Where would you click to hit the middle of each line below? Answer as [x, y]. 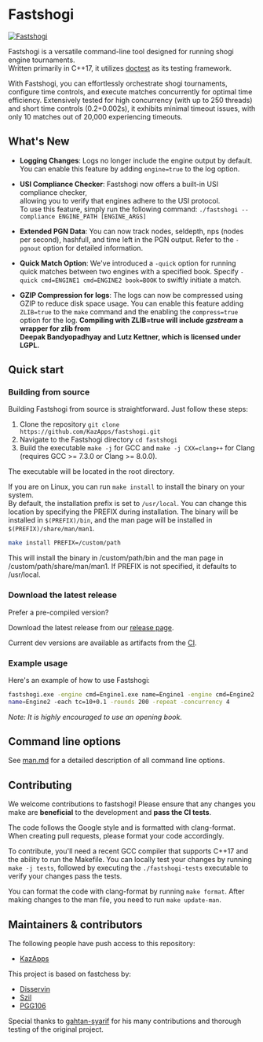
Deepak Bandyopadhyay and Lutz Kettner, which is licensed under [130, 336]
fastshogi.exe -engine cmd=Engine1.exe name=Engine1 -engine [110, 694]
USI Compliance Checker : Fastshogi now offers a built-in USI [119, 184]
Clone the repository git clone [69, 424]
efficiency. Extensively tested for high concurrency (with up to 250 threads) [130, 100]
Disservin [35, 989]
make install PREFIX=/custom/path [65, 543]
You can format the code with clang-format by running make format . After [126, 892]
